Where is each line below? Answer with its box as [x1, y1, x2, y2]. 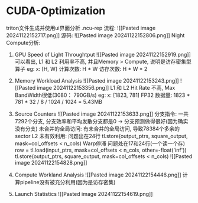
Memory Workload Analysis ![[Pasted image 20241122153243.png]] [14, 77, 179, 84]
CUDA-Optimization [6, 4, 106, 18]
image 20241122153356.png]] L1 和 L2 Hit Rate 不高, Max [37, 84, 176, 91]
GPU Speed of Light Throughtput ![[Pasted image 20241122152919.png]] [14, 51, 191, 58]
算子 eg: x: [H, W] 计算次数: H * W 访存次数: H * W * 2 [14, 65, 148, 72]
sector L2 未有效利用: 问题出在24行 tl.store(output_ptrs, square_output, [14, 132, 188, 139]
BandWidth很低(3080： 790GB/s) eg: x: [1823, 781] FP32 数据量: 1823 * [14, 91, 190, 99]
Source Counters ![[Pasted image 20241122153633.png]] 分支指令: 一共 [14, 110, 189, 117]
